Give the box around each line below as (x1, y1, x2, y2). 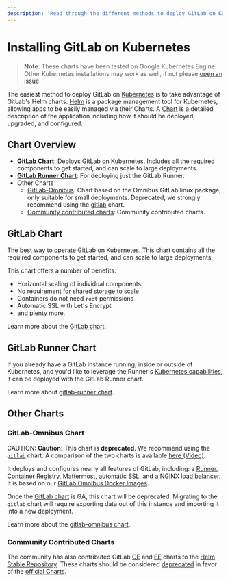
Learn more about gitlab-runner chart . (7, 388, 114, 396)
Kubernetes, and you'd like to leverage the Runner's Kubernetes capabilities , (7, 368, 223, 375)
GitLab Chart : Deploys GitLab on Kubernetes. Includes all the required (16, 157, 215, 165)
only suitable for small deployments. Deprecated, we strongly (27, 193, 201, 202)
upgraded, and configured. (7, 119, 84, 127)
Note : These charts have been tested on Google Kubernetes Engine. (23, 62, 217, 71)
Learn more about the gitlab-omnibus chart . (7, 520, 131, 528)
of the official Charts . (7, 567, 67, 575)
